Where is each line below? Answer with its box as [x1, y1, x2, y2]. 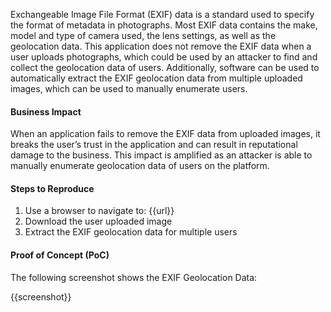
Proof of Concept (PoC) [10, 249, 110, 261]
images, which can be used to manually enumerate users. [10, 83, 248, 94]
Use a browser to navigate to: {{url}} [24, 205, 175, 217]
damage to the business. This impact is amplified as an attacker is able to [10, 149, 313, 161]
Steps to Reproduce [10, 182, 95, 194]
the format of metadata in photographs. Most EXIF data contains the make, [10, 19, 318, 31]
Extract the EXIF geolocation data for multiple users [24, 226, 238, 238]
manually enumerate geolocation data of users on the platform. [10, 160, 270, 172]
